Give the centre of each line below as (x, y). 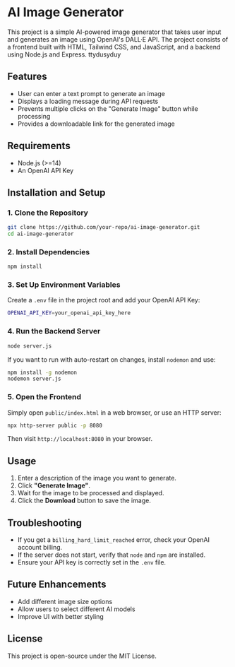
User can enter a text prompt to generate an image (91, 93)
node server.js (30, 346)
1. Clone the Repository (48, 213)
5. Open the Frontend (44, 397)
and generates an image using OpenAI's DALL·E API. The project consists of (118, 39)
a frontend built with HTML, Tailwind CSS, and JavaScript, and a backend (114, 47)
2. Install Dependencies (49, 252)
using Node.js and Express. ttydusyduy (64, 54)
